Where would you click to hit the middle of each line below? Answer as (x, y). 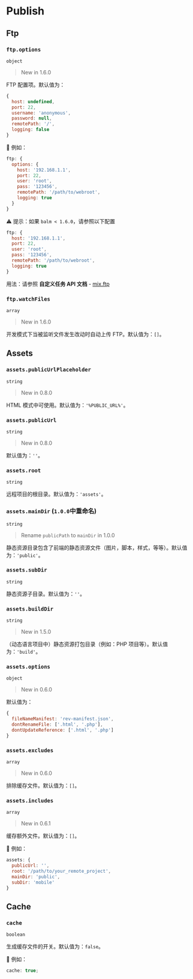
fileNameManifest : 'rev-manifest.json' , (63, 719)
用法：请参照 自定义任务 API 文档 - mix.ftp (58, 284)
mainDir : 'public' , (36, 877)
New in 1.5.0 (36, 632)
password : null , (32, 118)
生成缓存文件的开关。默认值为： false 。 (55, 947)
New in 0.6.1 (36, 824)
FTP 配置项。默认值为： (36, 85)
